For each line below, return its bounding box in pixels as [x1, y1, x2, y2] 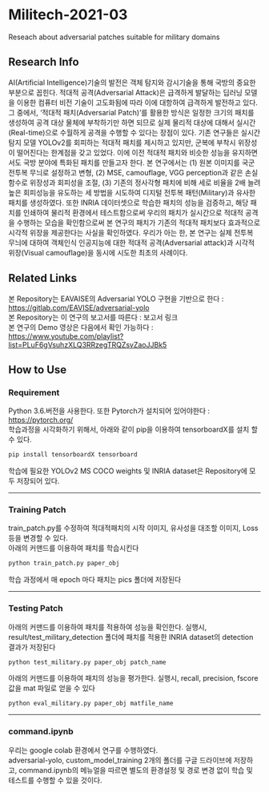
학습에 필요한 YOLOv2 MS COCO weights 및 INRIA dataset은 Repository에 [8, 466, 248, 476]
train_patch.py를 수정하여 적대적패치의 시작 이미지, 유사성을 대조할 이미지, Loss [8, 523, 259, 533]
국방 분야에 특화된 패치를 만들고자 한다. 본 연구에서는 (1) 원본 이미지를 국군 [22, 158, 255, 167]
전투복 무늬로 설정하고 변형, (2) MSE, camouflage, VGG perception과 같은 [8, 167, 243, 177]
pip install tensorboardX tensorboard [8, 451, 138, 459]
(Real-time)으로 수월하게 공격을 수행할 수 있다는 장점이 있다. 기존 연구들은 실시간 [8, 127, 261, 137]
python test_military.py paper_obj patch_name [8, 658, 167, 666]
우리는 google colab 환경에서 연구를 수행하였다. [8, 745, 159, 754]
